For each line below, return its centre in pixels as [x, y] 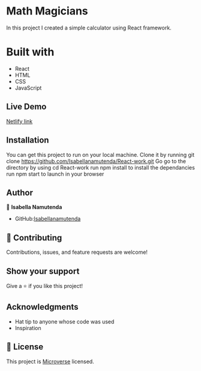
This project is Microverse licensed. [50, 361]
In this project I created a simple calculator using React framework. [89, 28]
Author [19, 193]
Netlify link [19, 121]
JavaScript [28, 88]
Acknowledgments [43, 307]
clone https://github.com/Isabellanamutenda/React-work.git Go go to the [96, 161]
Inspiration [28, 328]
